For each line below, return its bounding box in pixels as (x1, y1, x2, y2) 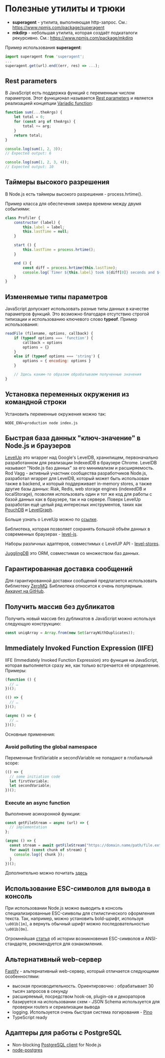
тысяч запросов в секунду (12, 989, 68, 994)
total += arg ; (23, 124, 52, 129)
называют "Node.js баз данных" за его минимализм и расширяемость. (5, 465, 154, 471)
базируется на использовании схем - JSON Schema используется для (12, 999, 160, 1005)
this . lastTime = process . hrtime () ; (23, 247, 96, 252)
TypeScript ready (12, 1015, 48, 1021)
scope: (5, 760, 19, 766)
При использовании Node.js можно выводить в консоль (5, 905, 123, 911)
